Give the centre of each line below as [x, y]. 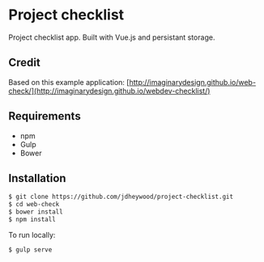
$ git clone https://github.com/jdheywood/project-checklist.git [121, 197]
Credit [24, 63]
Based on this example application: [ [69, 82]
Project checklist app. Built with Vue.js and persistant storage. [112, 37]
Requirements [45, 116]
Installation [37, 178]
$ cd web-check [34, 205]
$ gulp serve [30, 249]
